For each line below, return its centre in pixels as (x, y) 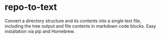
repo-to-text (31, 7)
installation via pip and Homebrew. (40, 31)
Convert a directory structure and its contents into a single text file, (73, 21)
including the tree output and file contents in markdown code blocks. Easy (80, 26)
